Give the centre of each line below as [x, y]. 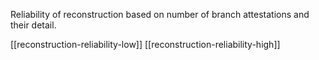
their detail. [33, 25]
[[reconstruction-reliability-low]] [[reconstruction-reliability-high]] [145, 44]
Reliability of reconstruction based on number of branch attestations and [160, 14]
